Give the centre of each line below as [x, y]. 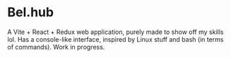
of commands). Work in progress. [56, 47]
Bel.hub [31, 12]
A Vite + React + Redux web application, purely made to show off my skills [115, 32]
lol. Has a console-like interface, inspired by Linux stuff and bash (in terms [115, 39]
